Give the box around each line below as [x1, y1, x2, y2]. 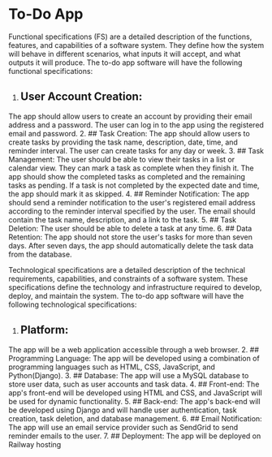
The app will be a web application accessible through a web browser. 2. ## [8, 344, 260, 354]
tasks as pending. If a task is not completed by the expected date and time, [8, 180, 260, 190]
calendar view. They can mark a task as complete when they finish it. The [8, 163, 254, 173]
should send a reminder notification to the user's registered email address [8, 197, 256, 207]
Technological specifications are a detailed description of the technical [8, 265, 246, 274]
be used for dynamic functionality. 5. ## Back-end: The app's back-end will [8, 396, 261, 406]
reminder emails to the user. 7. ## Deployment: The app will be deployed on [8, 431, 261, 441]
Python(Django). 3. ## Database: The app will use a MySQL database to [8, 370, 249, 380]
